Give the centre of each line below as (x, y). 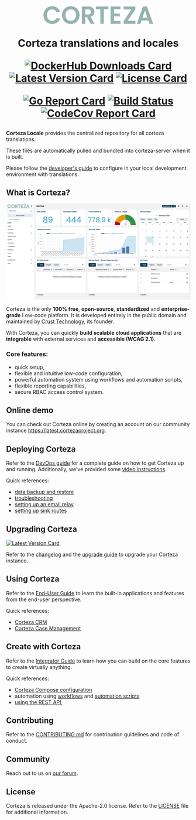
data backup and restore (44, 492)
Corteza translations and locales (98, 43)
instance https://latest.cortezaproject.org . (56, 431)
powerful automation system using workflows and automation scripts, (99, 379)
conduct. (17, 741)
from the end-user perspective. (44, 599)
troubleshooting (34, 498)
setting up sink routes (41, 511)
